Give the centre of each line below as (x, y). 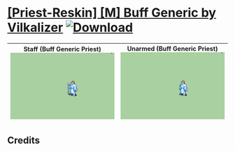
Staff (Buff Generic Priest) (62, 49)
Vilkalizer (35, 27)
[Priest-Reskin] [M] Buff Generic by (112, 13)
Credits (24, 141)
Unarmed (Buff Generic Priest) (172, 49)
